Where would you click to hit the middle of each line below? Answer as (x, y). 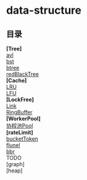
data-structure (44, 10)
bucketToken (22, 139)
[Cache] (16, 80)
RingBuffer (19, 112)
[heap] (14, 170)
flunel (13, 145)
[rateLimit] (20, 132)
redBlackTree (22, 74)
